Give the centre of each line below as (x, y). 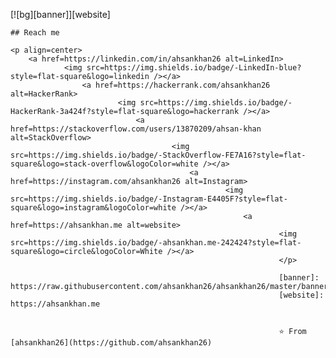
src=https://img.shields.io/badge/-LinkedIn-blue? (194, 68)
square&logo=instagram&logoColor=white (93, 208)
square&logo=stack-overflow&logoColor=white (104, 164)
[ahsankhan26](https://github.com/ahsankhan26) (111, 343)
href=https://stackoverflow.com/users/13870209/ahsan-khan (136, 129)
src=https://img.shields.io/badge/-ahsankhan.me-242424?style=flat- (156, 243)
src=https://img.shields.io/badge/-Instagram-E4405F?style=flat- (149, 199)
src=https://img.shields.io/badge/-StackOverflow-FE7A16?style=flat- (158, 155)
